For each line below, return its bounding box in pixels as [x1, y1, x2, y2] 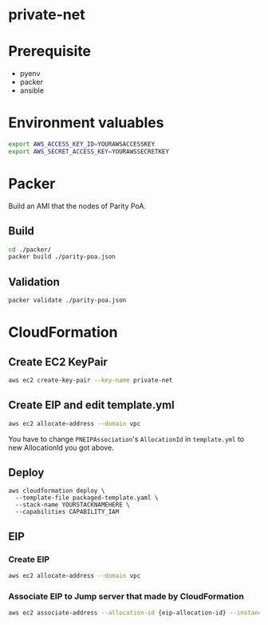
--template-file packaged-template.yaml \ [15, 494, 159, 502]
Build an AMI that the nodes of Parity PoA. [8, 201, 146, 210]
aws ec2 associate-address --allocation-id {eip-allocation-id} [8, 609, 227, 617]
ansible [19, 86, 44, 95]
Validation [8, 274, 60, 289]
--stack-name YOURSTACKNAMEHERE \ [15, 501, 130, 509]
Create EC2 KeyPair [8, 355, 108, 369]
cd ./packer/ [8, 246, 52, 254]
